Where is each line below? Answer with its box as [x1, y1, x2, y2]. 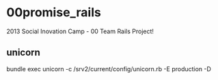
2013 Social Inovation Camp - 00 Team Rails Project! [6, 27, 154, 35]
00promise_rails [6, 5, 102, 20]
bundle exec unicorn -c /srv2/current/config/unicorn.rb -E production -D [6, 64, 211, 73]
